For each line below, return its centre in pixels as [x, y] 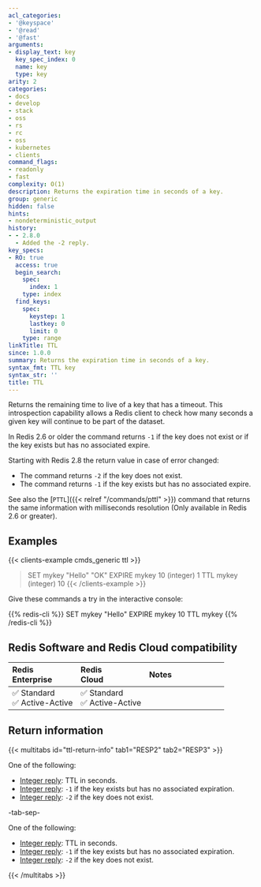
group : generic [33, 199]
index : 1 [43, 287]
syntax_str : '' [33, 375]
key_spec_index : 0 [46, 60]
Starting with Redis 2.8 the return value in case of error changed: [114, 460]
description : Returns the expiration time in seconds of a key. [116, 191]
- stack [21, 111]
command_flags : [33, 163]
